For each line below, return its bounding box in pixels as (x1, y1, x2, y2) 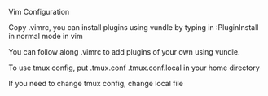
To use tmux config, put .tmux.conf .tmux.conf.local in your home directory (8, 63, 261, 72)
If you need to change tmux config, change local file (8, 79, 183, 88)
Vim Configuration (8, 7, 70, 16)
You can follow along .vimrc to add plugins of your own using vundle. (8, 47, 240, 56)
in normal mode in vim (8, 32, 83, 41)
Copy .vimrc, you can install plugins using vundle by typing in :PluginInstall (8, 23, 259, 32)
